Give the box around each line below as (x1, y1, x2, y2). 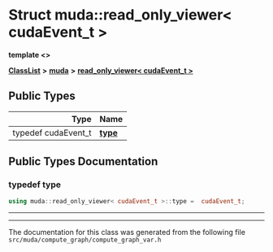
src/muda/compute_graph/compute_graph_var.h (8, 236, 162, 245)
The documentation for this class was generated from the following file (8, 228, 246, 237)
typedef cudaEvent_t (12, 127, 92, 138)
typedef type (8, 179, 61, 190)
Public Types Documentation (8, 154, 158, 168)
